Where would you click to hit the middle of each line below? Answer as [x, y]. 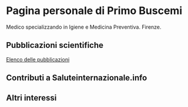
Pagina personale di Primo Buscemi [94, 11]
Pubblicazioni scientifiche [55, 45]
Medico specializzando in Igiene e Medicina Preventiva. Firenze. [84, 27]
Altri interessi [31, 98]
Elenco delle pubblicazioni [38, 59]
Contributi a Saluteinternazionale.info [77, 78]
